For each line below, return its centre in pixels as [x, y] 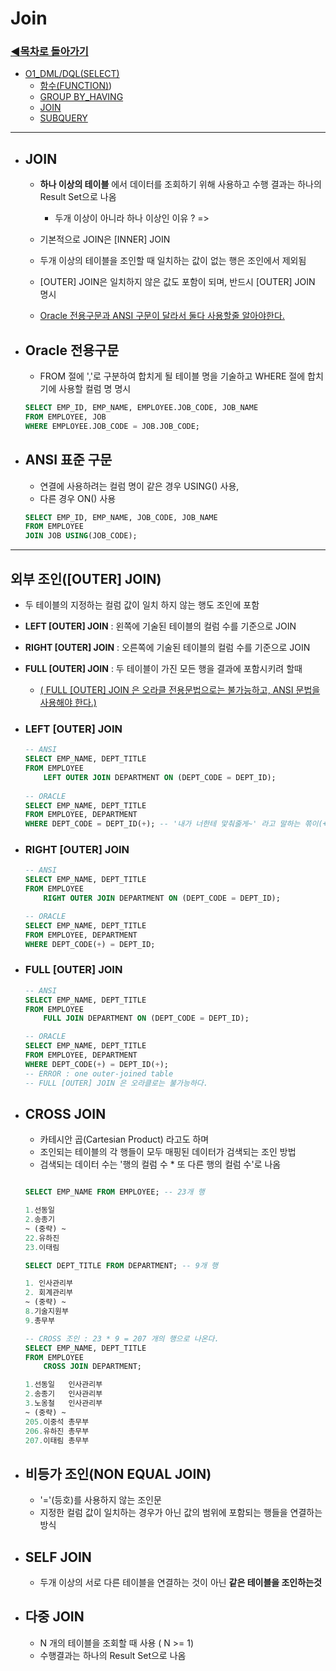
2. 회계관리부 [48, 1293]
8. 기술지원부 [46, 1312]
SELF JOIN [58, 1557]
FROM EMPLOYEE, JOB [65, 417]
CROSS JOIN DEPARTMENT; [92, 1367]
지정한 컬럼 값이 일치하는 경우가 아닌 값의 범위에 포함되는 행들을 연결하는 [181, 1513]
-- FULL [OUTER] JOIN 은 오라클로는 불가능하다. [116, 1083]
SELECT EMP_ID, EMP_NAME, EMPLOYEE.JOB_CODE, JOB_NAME [141, 408]
